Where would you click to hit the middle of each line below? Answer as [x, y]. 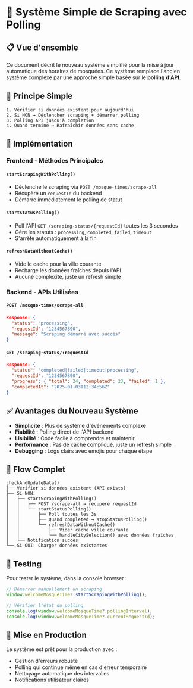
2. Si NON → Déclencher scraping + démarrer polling [73, 115]
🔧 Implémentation [39, 144]
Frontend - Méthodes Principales [55, 161]
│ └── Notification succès [42, 541]
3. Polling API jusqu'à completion [50, 120]
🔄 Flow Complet [36, 469]
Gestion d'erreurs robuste [46, 661]
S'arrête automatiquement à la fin [56, 238]
